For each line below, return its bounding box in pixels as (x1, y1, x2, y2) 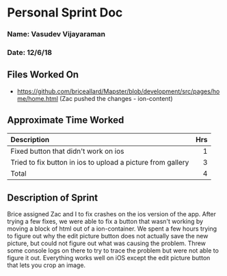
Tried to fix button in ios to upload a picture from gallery (10, 157, 189, 167)
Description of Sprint (7, 192, 98, 204)
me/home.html (16, 94, 58, 102)
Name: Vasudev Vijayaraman (7, 30, 106, 39)
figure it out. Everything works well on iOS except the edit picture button (7, 254, 211, 262)
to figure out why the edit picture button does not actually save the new (7, 232, 209, 240)
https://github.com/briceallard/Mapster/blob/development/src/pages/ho (16, 87, 220, 95)
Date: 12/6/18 (7, 48, 53, 58)
